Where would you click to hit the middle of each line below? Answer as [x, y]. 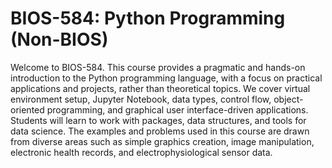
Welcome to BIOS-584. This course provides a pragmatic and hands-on [158, 67]
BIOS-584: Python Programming [148, 18]
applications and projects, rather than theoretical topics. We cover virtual [160, 88]
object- [288, 99]
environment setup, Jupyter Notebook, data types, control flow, [141, 99]
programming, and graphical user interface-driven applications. [177, 109]
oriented [27, 109]
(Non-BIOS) [59, 39]
